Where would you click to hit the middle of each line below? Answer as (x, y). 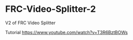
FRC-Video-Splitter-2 (51, 9)
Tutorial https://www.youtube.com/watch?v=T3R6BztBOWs (66, 32)
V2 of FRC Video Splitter (30, 23)
